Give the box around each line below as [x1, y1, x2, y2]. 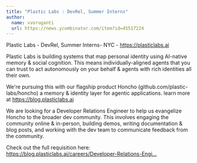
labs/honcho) [6, 90, 38, 97]
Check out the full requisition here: [6, 144, 91, 151]
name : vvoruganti [11, 20, 54, 25]
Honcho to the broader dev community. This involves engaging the [6, 114, 169, 121]
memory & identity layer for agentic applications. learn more [44, 90, 190, 97]
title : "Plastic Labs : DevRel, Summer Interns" [6, 8, 128, 15]
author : [6, 14, 25, 20]
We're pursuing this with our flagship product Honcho [6, 84, 137, 91]
